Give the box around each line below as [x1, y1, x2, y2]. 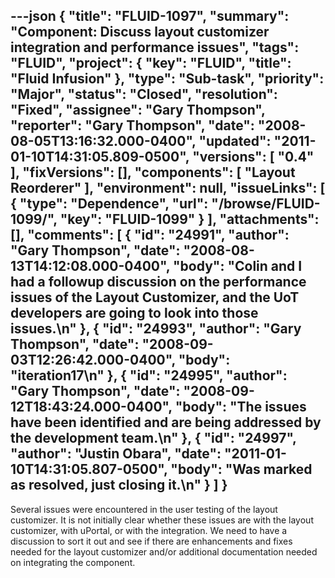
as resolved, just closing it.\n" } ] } [10, 477, 228, 494]
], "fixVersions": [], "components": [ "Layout [10, 164, 296, 181]
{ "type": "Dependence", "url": [10, 195, 209, 213]
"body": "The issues [174, 399, 307, 416]
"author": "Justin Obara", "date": [10, 445, 222, 463]
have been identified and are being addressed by [10, 414, 322, 431]
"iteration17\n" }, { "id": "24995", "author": [10, 367, 288, 384]
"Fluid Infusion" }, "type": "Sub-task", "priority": [10, 70, 325, 88]
